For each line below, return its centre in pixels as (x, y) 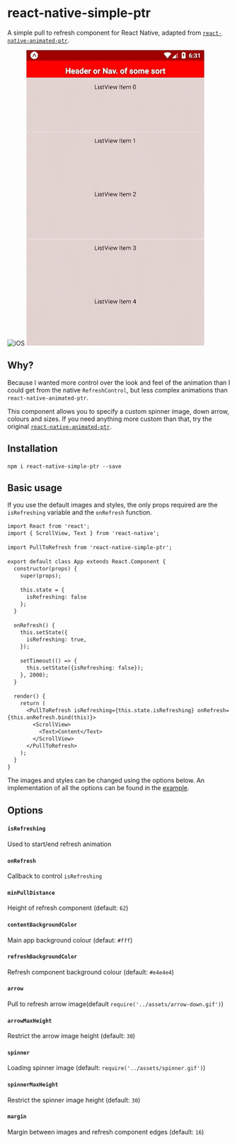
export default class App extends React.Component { (87, 562)
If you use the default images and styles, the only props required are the (112, 505)
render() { (30, 697)
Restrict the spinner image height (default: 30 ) (74, 1100)
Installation (33, 449)
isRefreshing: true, (56, 640)
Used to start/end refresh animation (59, 844)
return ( (33, 704)
